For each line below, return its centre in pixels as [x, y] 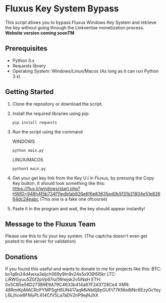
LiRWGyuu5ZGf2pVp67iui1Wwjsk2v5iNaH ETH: [53, 279]
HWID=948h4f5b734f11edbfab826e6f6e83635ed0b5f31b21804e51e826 [86, 193]
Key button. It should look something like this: [59, 183]
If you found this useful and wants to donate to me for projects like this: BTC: [83, 269]
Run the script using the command [47, 131]
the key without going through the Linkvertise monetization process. [75, 27]
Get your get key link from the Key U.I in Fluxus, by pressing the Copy [83, 178]
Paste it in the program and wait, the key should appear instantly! [79, 208]
